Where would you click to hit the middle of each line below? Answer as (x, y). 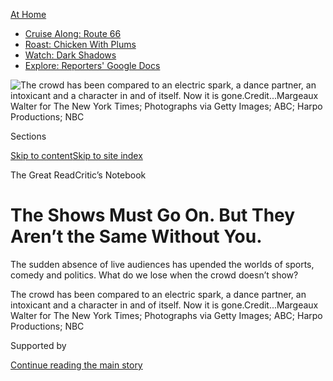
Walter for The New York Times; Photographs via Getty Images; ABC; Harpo (166, 315)
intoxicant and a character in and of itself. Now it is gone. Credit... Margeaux (164, 305)
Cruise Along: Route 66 (73, 33)
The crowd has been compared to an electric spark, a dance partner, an (158, 294)
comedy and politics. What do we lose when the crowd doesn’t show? (154, 275)
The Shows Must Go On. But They (153, 215)
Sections (28, 136)
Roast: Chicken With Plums (80, 44)
